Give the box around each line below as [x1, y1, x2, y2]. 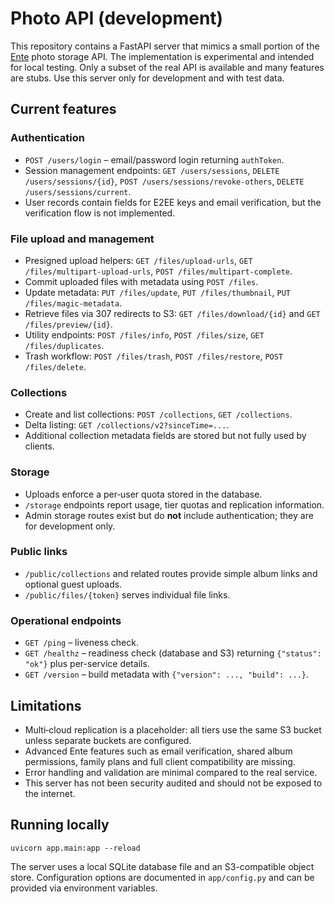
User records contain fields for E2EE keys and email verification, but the [24, 196, 322, 208]
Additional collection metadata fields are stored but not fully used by [24, 430, 307, 442]
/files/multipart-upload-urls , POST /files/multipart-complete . [24, 265, 293, 277]
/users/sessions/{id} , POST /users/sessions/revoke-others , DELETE [24, 175, 305, 187]
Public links [10, 545, 68, 559]
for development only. [24, 520, 116, 532]
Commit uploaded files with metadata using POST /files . [24, 275, 259, 287]
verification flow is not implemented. [24, 207, 176, 219]
